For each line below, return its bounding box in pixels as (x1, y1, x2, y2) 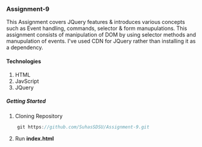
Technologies (6, 58, 42, 65)
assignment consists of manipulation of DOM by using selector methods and (6, 31, 196, 38)
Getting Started (6, 98, 46, 105)
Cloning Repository (14, 113, 63, 120)
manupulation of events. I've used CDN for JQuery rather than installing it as (6, 38, 196, 45)
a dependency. (6, 44, 43, 51)
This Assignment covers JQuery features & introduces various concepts (6, 19, 185, 26)
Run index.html (14, 135, 54, 142)
